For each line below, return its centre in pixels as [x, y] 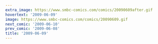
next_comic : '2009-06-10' [32, 24]
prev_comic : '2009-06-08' [32, 29]
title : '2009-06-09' [27, 33]
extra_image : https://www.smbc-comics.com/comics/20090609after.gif [79, 10]
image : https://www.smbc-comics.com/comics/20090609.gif [67, 19]
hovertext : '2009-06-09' [31, 15]
